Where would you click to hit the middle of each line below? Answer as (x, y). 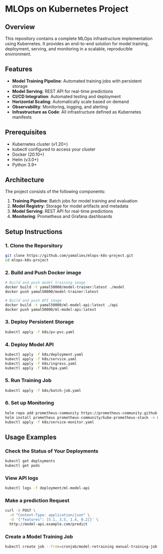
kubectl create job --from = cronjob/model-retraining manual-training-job (81, 547)
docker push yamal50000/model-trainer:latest (52, 292)
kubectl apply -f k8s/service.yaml (41, 359)
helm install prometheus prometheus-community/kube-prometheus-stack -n (80, 418)
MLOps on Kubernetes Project (67, 9)
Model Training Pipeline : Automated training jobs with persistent (77, 81)
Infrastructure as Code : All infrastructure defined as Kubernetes (77, 112)
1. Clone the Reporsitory (34, 245)
